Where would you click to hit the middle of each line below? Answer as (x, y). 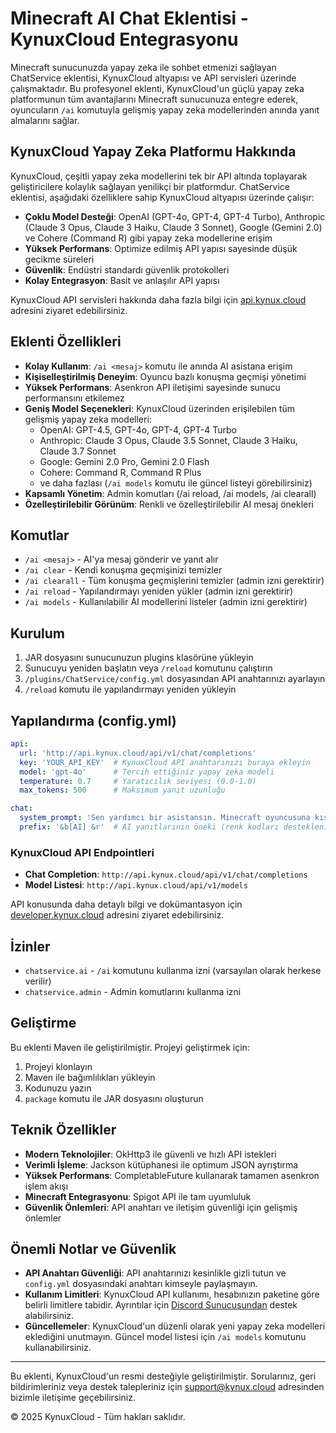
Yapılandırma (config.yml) (93, 720)
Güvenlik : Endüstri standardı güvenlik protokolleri (127, 269)
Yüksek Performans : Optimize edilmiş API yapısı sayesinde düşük (161, 248)
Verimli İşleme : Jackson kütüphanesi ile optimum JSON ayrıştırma (161, 1164)
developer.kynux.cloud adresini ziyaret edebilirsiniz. (117, 915)
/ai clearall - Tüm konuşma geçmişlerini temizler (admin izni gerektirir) (174, 581)
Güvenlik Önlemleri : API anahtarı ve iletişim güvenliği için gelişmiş (161, 1207)
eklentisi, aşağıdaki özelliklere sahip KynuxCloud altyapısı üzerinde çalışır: (162, 197)
